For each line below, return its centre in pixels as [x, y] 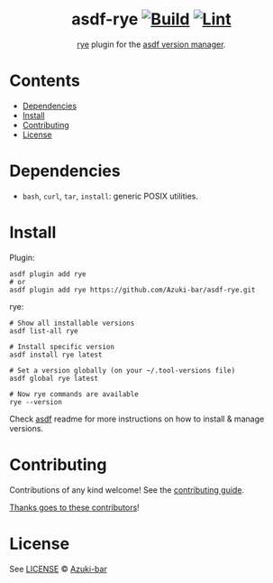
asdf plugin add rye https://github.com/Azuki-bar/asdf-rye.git [132, 290]
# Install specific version [62, 347]
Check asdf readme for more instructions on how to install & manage [137, 419]
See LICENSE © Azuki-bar [59, 569]
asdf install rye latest [56, 355]
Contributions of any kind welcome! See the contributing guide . [127, 490]
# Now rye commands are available [74, 394]
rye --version [36, 402]
